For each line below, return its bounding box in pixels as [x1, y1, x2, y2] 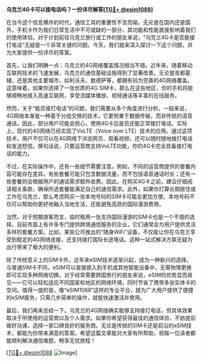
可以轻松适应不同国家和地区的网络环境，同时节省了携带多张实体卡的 [26, 279, 196, 286]
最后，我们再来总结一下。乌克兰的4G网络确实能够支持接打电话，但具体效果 [6, 307, 193, 314]
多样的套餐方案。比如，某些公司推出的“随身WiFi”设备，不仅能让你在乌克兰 [6, 229, 191, 235]
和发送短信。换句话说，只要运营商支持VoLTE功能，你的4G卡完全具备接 [6, 142, 182, 150]
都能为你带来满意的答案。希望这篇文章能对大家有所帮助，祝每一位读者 [16, 329, 191, 337]
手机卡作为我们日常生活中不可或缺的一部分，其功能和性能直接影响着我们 [16, 27, 196, 33]
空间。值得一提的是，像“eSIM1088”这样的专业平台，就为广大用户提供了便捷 [6, 287, 194, 293]
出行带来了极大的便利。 [6, 244, 64, 250]
